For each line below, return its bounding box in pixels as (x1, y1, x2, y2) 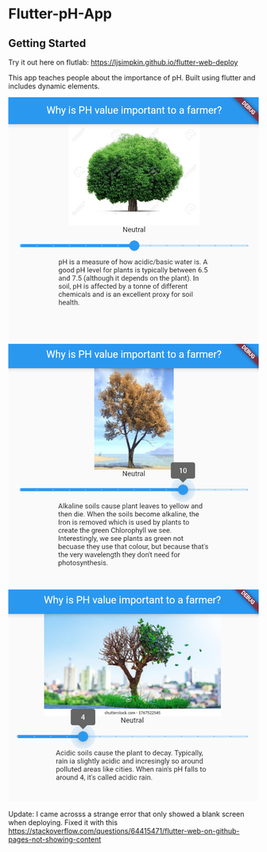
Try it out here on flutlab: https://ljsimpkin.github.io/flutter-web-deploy (8, 57, 238, 67)
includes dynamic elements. (8, 81, 100, 91)
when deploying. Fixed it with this (8, 818, 118, 827)
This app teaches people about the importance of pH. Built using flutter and (8, 73, 256, 82)
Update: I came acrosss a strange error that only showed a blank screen (8, 809, 245, 819)
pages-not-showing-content (8, 834, 102, 844)
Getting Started (8, 37, 87, 50)
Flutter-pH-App (8, 5, 113, 23)
